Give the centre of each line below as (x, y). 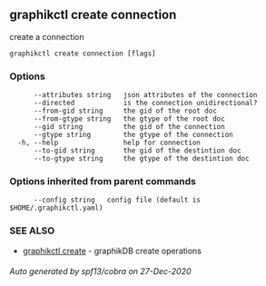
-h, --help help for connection (109, 143)
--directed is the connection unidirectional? (145, 104)
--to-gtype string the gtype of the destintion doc (141, 159)
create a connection (47, 36)
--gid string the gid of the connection (129, 127)
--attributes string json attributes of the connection (145, 95)
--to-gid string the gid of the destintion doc (138, 151)
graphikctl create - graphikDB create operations (112, 251)
